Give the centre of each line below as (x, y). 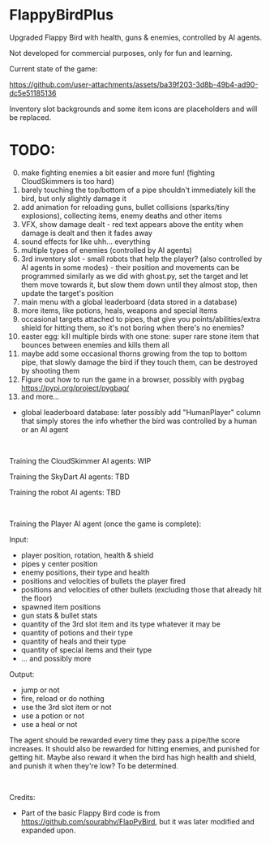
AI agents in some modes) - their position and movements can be (130, 267)
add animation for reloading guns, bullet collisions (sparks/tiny (125, 207)
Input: (19, 539)
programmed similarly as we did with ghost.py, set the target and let (135, 276)
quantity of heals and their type (73, 641)
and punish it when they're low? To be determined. (94, 766)
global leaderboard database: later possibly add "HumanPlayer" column (141, 412)
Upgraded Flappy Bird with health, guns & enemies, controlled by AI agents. (136, 37)
